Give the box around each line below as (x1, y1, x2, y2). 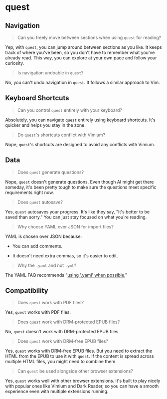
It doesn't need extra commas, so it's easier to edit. (12, 252, 118, 258)
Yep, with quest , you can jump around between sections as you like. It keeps (5, 44, 162, 50)
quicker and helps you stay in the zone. (5, 122, 86, 128)
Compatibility (5, 286, 48, 295)
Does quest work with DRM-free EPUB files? (17, 338, 109, 344)
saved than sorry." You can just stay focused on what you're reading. (5, 214, 147, 220)
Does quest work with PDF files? (17, 300, 84, 306)
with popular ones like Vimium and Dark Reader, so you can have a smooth (5, 383, 159, 389)
